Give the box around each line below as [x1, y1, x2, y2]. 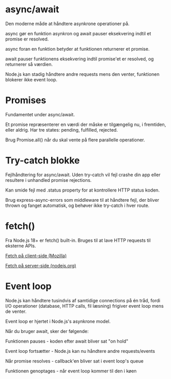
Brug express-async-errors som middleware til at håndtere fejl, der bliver [5, 197, 160, 203]
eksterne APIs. [5, 242, 36, 249]
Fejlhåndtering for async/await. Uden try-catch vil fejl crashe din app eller [5, 172, 161, 178]
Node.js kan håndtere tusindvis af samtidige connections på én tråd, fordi [5, 297, 160, 303]
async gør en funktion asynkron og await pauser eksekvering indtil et [5, 30, 152, 36]
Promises [5, 95, 47, 106]
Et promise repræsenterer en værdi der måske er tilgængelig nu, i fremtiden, [5, 121, 166, 128]
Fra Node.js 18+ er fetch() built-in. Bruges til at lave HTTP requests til [5, 237, 151, 243]
